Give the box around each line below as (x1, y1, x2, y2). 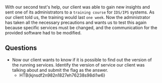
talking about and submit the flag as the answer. (12, 67, 108, 73)
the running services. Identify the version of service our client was (12, 62, 145, 67)
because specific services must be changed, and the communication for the (5, 25, 158, 31)
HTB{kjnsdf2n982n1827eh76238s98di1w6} (19, 72, 106, 78)
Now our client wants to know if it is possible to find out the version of (12, 57, 152, 63)
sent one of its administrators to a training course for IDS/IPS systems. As (5, 9, 155, 15)
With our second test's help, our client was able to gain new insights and (5, 4, 150, 10)
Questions (5, 44, 37, 52)
